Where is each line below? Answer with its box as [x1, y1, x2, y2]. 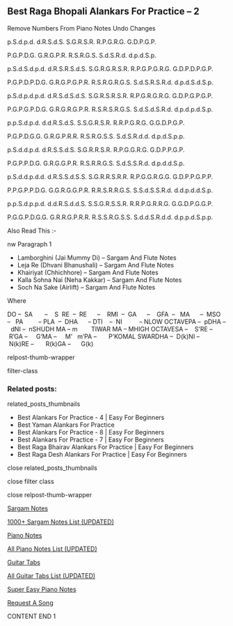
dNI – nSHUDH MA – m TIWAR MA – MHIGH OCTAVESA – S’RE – [10, 324, 214, 333]
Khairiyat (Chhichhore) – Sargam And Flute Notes [17, 268, 159, 276]
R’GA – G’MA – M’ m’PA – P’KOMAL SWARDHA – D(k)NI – [8, 332, 200, 341]
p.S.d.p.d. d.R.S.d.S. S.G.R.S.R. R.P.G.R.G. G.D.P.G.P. [7, 38, 156, 46]
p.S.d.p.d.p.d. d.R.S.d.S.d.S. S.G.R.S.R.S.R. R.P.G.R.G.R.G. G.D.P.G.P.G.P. [7, 91, 214, 100]
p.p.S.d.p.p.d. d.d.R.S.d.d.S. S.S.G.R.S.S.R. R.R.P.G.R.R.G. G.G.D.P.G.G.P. [7, 199, 214, 208]
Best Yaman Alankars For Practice [17, 421, 115, 429]
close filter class [7, 477, 54, 486]
